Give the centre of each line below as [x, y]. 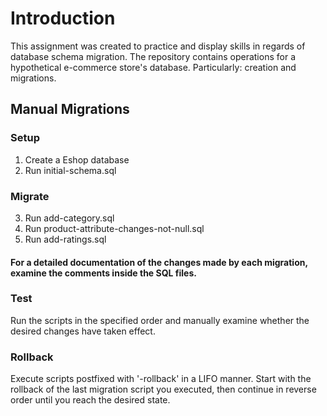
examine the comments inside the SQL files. [103, 273]
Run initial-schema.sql [70, 170]
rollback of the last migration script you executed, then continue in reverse [163, 389]
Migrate [30, 196]
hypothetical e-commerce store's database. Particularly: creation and [153, 67]
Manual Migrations [70, 109]
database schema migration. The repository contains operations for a [153, 56]
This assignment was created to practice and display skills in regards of [158, 46]
